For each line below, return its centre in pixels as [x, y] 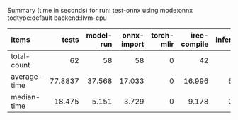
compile [195, 44]
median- [25, 97]
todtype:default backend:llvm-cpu [57, 18]
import [133, 44]
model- [99, 35]
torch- [163, 35]
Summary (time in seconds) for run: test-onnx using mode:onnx [100, 10]
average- [27, 76]
